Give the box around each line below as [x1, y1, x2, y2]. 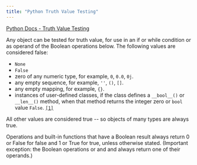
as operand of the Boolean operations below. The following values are [6, 42, 176, 49]
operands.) [6, 151, 33, 159]
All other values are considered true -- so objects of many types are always [6, 115, 189, 123]
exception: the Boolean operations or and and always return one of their [6, 146, 181, 153]
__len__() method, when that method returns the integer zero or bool [14, 98, 183, 105]
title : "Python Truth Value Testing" [6, 8, 99, 15]
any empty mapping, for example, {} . [14, 85, 105, 92]
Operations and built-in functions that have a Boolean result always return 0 [6, 133, 190, 140]
